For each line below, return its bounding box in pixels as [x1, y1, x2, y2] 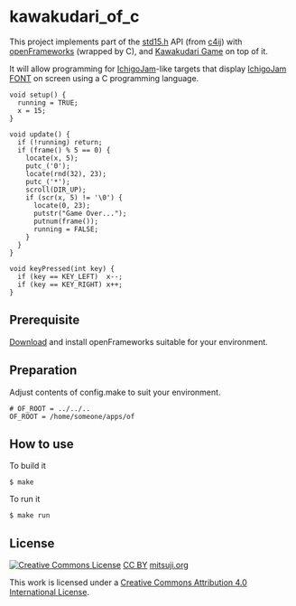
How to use [9, 436, 74, 452]
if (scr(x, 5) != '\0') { [25, 192, 124, 202]
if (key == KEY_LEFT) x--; [17, 272, 124, 281]
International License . [9, 587, 90, 598]
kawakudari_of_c [9, 6, 140, 27]
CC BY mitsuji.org [123, 560, 190, 571]
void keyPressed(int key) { [9, 264, 116, 273]
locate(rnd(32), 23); [25, 169, 106, 178]
